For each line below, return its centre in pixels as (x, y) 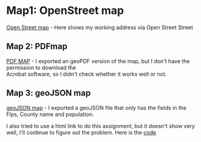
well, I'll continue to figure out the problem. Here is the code (81, 132)
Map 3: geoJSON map (49, 93)
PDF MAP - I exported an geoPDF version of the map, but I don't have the (98, 61)
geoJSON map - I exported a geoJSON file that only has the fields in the (97, 107)
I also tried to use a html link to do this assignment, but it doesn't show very (101, 126)
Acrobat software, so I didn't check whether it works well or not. (87, 74)
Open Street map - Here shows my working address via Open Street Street (100, 27)
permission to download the (41, 67)
